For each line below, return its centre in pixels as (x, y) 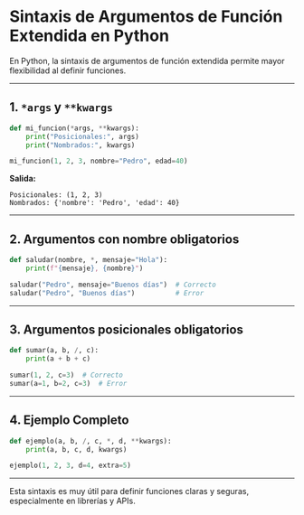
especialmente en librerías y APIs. (72, 501)
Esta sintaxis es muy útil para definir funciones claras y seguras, (129, 492)
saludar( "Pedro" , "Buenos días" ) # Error (107, 293)
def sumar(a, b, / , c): (54, 351)
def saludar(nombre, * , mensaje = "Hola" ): (89, 260)
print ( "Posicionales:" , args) (83, 136)
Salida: (23, 179)
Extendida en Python (90, 36)
